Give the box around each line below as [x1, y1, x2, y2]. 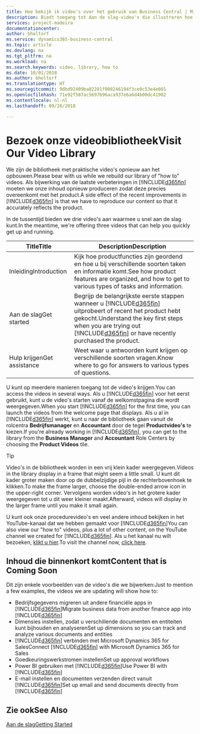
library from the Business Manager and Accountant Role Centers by [6, 434, 176, 441]
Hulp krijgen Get [9, 354, 54, 362]
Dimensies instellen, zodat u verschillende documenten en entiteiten [14, 618, 183, 626]
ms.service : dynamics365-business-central [6, 36, 113, 42]
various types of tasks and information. [74, 282, 183, 291]
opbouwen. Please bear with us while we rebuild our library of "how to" [6, 172, 180, 179]
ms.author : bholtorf [6, 75, 58, 81]
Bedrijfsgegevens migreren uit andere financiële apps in [14, 599, 152, 607]
